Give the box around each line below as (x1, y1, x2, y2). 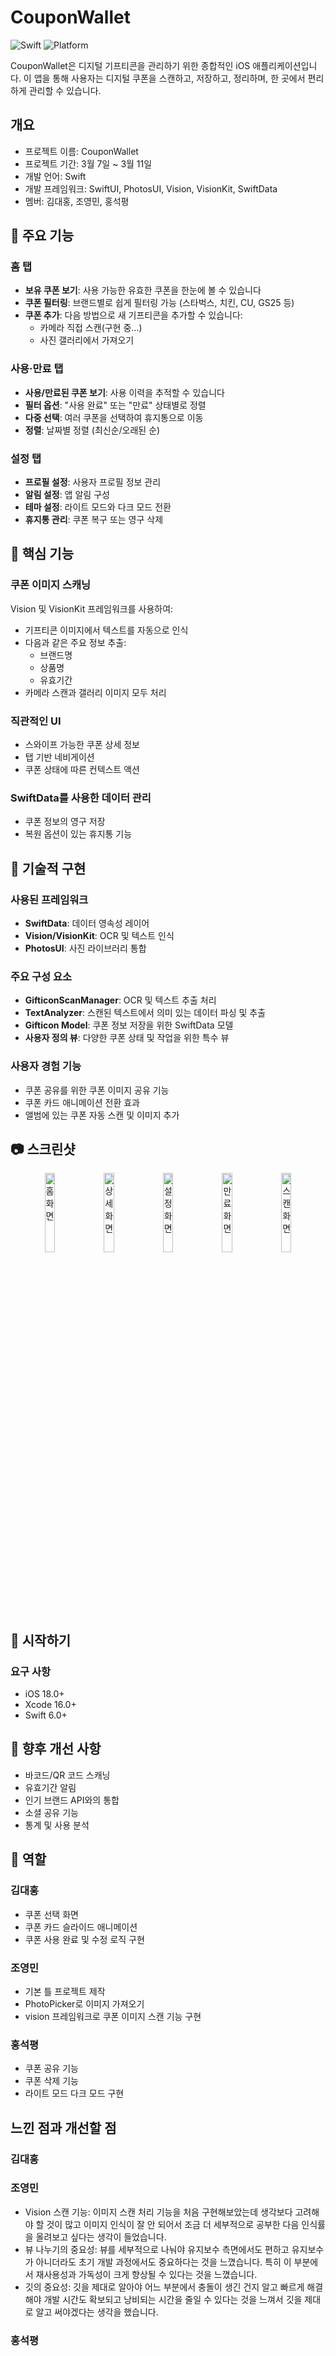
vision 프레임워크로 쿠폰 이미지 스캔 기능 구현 (24, 2010, 202, 2022)
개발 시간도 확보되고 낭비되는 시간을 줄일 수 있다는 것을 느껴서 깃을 (43, 2293, 303, 2305)
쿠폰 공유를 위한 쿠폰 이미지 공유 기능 (24, 1084, 170, 1096)
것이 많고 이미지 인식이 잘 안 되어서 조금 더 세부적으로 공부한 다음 (46, 2218, 300, 2230)
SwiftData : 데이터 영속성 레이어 (24, 917, 150, 929)
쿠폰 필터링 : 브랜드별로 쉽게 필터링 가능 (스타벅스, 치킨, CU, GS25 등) (24, 297, 295, 309)
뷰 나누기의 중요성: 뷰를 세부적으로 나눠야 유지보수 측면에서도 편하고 (24, 2243, 290, 2255)
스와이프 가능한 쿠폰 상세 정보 (24, 739, 140, 751)
